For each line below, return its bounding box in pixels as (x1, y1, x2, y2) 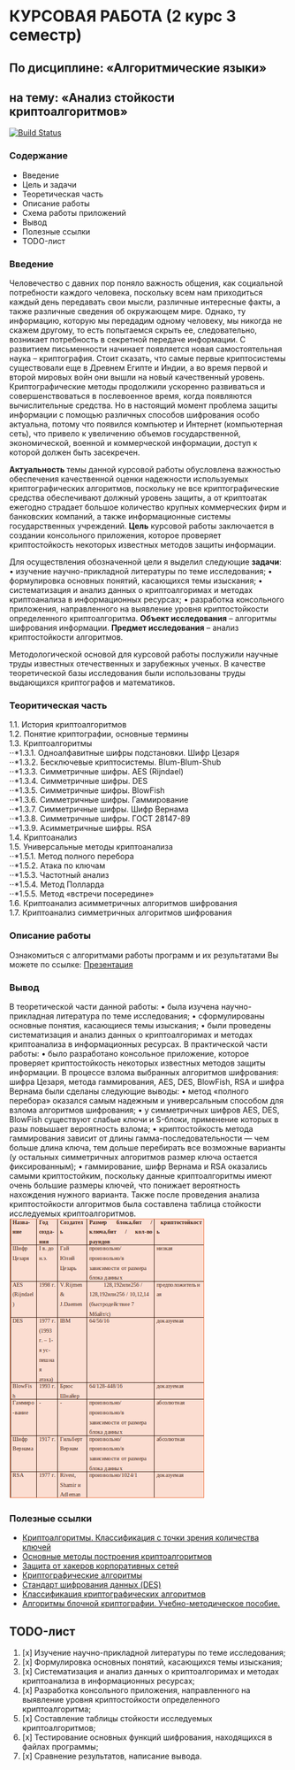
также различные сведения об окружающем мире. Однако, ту (9, 305, 246, 316)
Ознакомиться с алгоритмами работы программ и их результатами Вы (9, 950, 279, 960)
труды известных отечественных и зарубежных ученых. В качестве (9, 658, 267, 669)
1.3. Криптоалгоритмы (9, 738, 93, 749)
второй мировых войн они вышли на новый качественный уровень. (9, 372, 265, 382)
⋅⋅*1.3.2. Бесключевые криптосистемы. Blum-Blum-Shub (9, 757, 222, 767)
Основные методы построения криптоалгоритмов (21, 1551, 213, 1562)
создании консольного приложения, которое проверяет (9, 529, 222, 541)
